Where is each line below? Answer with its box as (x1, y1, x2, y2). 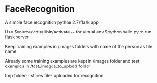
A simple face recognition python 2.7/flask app (5, 19, 99, 25)
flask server (5, 34, 29, 40)
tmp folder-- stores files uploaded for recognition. (5, 72, 105, 78)
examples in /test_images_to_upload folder (5, 63, 91, 69)
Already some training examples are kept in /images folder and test (5, 58, 140, 64)
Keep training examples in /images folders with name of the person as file (5, 43, 153, 49)
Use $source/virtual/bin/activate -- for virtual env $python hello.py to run (5, 29, 152, 34)
